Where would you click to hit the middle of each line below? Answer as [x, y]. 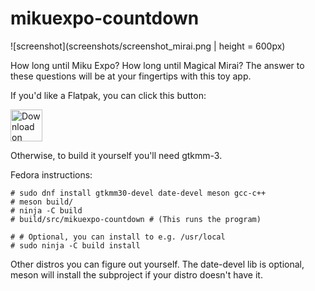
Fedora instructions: [51, 174]
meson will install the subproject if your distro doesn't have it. [136, 274]
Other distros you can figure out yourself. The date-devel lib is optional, [157, 264]
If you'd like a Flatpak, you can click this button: [108, 95]
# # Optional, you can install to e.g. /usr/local [118, 237]
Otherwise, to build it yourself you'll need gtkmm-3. [116, 155]
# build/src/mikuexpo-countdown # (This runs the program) [136, 219]
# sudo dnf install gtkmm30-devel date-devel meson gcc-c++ [138, 193]
